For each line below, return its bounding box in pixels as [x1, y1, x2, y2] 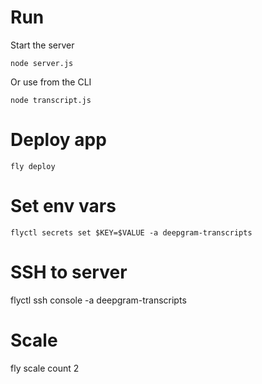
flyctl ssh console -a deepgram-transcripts [10, 294, 187, 306]
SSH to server [10, 261, 128, 283]
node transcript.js [10, 95, 92, 105]
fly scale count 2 [10, 362, 80, 374]
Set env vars [10, 195, 117, 218]
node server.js [10, 58, 74, 68]
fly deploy [10, 161, 56, 171]
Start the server [10, 39, 75, 51]
